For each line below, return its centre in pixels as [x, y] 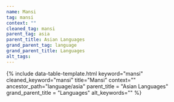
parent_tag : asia [28, 34]
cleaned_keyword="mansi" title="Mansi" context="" [71, 80]
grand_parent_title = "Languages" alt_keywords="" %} [74, 92]
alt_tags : [19, 56]
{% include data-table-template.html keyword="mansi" [75, 73]
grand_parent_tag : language [42, 46]
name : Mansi [21, 12]
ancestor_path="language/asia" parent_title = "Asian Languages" [87, 86]
